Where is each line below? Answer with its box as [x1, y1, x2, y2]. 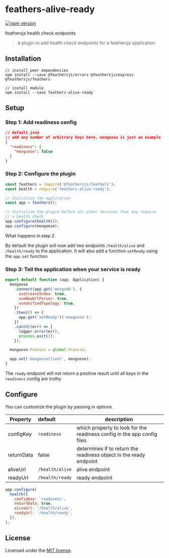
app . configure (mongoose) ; [5, 223, 59, 228]
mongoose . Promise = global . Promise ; [10, 347, 87, 352]
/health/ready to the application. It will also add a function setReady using [5, 247, 158, 253]
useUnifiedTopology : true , [18, 300, 75, 306]
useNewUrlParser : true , [18, 296, 69, 301]
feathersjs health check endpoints [5, 30, 76, 36]
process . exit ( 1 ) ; [18, 333, 55, 339]
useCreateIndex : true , [18, 291, 66, 296]
